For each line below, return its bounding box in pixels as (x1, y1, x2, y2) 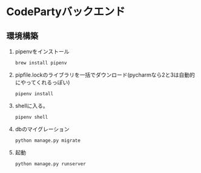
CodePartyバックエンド (6, 5, 125, 19)
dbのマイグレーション (15, 125, 70, 133)
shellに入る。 (15, 102, 48, 109)
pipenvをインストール (15, 48, 70, 55)
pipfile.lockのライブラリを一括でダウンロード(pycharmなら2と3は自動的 (15, 71, 196, 78)
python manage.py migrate (15, 137, 81, 143)
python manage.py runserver (15, 161, 86, 167)
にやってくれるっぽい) (15, 79, 70, 86)
